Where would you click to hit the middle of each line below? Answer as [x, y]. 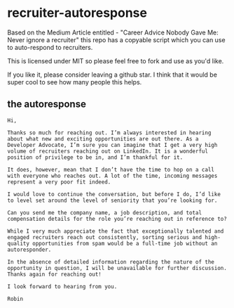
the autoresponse [47, 104]
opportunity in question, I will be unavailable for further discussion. [117, 268]
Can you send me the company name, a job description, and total [104, 212]
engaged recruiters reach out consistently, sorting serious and [104, 237]
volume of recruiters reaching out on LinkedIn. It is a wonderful [108, 151]
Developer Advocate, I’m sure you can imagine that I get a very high [112, 145]
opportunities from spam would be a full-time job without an [125, 243]
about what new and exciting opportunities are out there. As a [103, 139]
